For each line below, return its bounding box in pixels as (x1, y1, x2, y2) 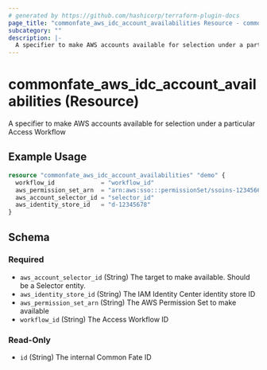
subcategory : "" (8, 26, 62, 34)
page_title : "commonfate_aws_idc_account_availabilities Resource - (8, 19, 240, 27)
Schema (8, 230, 50, 243)
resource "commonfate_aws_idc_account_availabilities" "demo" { (8, 171, 226, 179)
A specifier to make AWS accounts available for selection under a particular (8, 119, 256, 128)
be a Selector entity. (19, 280, 86, 290)
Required (8, 254, 44, 265)
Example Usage (8, 150, 87, 164)
